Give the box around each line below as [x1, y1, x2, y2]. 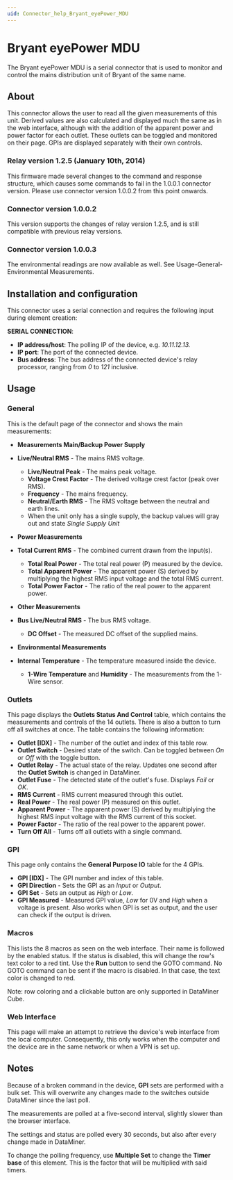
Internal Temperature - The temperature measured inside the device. [17, 656, 216, 665]
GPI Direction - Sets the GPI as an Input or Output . [17, 881, 162, 890]
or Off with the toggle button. [17, 754, 101, 762]
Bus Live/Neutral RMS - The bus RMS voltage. [17, 616, 151, 624]
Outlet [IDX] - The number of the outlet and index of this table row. [17, 738, 209, 747]
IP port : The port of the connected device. [17, 348, 139, 357]
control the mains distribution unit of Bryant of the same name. [7, 70, 186, 79]
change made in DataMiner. [7, 1138, 86, 1146]
